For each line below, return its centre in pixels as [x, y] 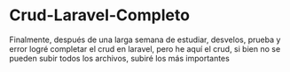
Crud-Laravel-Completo [100, 15]
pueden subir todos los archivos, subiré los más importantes [120, 58]
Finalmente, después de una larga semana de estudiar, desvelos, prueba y [145, 40]
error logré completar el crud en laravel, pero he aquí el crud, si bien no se [145, 48]
